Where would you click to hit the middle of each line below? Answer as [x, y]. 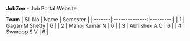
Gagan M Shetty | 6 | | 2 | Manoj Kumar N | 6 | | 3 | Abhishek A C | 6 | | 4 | [95, 26]
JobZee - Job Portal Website [41, 8]
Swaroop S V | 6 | [27, 32]
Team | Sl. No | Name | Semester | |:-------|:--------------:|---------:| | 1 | [95, 19]
